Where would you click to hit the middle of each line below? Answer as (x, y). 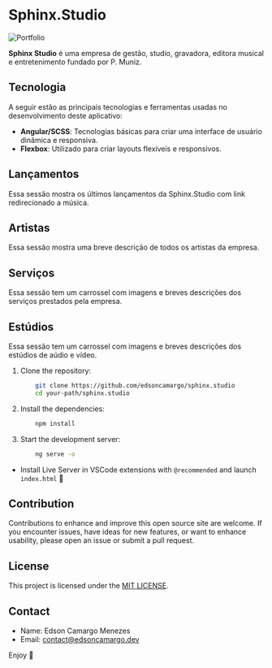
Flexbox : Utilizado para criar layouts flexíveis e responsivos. (121, 149)
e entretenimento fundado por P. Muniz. (75, 62)
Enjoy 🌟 (21, 655)
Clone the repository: (56, 371)
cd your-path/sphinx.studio (82, 393)
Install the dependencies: (63, 409)
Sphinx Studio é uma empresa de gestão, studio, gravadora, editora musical (136, 53)
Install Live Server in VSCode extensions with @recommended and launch (138, 470)
